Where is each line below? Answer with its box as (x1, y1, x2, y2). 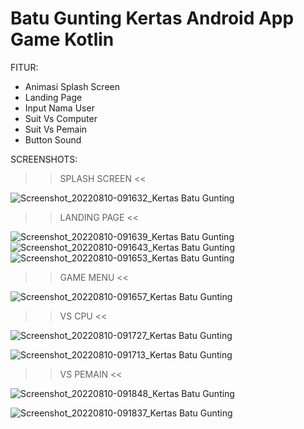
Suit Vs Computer (24, 112, 98, 124)
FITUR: (10, 61, 39, 73)
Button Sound (24, 133, 82, 146)
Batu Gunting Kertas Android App (10, 7, 295, 30)
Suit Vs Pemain (24, 123, 88, 135)
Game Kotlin (10, 28, 115, 51)
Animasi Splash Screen (24, 80, 120, 92)
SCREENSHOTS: (10, 153, 78, 165)
